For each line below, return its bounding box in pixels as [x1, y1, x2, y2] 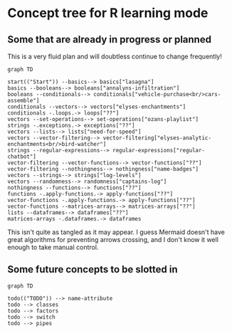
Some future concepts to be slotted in [7, 263, 178, 275]
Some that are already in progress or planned [7, 33, 212, 46]
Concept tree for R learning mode [7, 5, 209, 21]
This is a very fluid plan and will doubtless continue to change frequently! [7, 52, 223, 60]
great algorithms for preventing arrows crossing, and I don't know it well [7, 236, 219, 243]
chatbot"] [7, 153, 37, 160]
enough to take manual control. [7, 243, 99, 251]
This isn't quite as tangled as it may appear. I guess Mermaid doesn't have [7, 228, 226, 236]
